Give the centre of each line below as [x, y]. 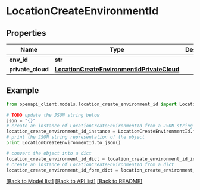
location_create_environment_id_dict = [56, 159]
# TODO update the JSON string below [53, 115]
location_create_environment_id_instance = [61, 132]
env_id [18, 60]
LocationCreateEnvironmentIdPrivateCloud [117, 69]
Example [23, 91]
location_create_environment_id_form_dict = [62, 170]
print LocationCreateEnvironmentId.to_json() [63, 143]
